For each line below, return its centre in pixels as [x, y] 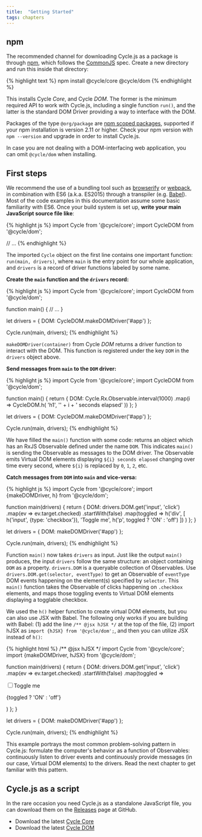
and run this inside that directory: [47, 69]
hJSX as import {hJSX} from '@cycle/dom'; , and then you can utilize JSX [97, 631]
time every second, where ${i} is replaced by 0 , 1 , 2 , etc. [77, 466]
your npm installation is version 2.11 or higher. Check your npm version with [99, 130]
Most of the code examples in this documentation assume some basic [93, 201]
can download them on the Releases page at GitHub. [72, 809]
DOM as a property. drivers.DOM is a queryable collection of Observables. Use [101, 568]
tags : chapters [25, 17]
